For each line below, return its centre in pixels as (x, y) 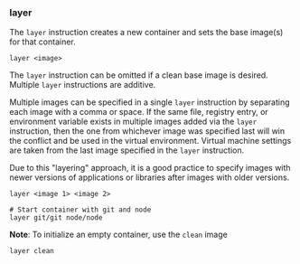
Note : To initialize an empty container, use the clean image (118, 235)
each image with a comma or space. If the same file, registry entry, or (139, 112)
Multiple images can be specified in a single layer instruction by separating (150, 102)
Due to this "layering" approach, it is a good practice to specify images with (150, 168)
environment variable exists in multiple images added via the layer (133, 122)
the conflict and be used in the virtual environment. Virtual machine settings (150, 141)
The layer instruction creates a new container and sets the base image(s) (146, 33)
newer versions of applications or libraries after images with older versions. (150, 177)
